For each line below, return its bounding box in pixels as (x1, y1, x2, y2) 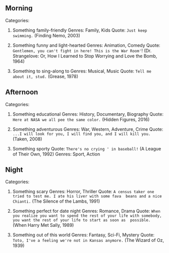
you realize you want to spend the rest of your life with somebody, (12, 213, 162, 218)
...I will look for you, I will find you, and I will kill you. (12, 131, 151, 136)
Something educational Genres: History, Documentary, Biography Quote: (12, 111, 164, 117)
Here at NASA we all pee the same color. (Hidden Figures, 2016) (12, 116, 150, 122)
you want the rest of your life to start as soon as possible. (12, 218, 151, 223)
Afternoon (5, 88, 38, 97)
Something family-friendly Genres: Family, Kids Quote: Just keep (12, 27, 147, 33)
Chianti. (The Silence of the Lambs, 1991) (12, 198, 100, 204)
